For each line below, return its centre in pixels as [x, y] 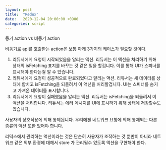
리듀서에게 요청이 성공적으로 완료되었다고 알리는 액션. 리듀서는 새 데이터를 [84, 78]
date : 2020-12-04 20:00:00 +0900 [42, 19]
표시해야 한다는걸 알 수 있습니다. [43, 72]
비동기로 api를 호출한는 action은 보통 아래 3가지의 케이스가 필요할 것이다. [76, 49]
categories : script [25, 24]
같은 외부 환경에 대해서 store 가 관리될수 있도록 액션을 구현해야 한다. [80, 143]
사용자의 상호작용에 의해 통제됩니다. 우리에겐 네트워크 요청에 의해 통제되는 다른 [81, 120]
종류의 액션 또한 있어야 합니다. [34, 126]
